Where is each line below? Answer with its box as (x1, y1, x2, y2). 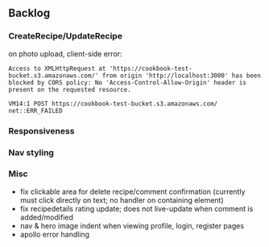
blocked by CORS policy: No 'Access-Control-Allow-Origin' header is (8, 78, 247, 87)
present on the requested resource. (8, 85, 131, 93)
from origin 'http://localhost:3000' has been (101, 72, 262, 80)
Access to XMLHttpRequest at (8, 64, 106, 72)
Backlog (8, 6, 51, 20)
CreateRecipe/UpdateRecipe (8, 31, 123, 42)
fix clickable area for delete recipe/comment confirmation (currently (19, 187, 246, 196)
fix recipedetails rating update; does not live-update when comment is (19, 204, 254, 213)
